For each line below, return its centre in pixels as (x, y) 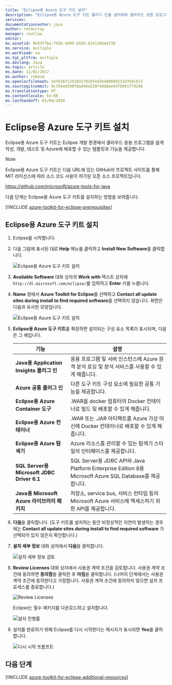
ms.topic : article (25, 67)
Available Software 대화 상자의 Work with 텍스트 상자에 (70, 277)
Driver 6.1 (28, 479)
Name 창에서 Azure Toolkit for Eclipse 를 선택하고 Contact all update (85, 294)
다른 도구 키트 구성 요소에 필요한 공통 (112, 384)
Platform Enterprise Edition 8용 (107, 468)
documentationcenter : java (34, 24)
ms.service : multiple (28, 48)
